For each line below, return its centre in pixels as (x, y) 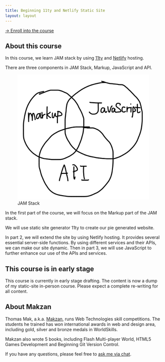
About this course (33, 46)
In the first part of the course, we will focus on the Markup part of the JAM (81, 213)
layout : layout (21, 16)
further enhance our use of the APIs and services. (56, 253)
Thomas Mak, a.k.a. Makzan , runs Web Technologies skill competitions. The (83, 319)
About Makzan (28, 307)
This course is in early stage (50, 269)
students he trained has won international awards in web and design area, (81, 324)
